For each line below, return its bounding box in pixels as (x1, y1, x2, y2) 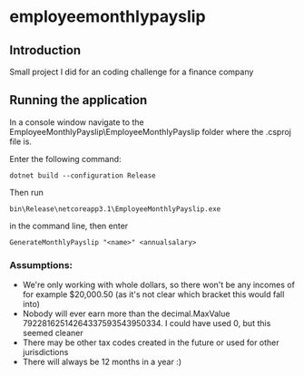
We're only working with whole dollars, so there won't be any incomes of (22, 279, 295, 291)
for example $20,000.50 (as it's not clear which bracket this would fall (22, 289, 285, 300)
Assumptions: (9, 258, 74, 271)
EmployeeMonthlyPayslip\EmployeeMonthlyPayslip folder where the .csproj (9, 126, 292, 137)
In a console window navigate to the (9, 116, 144, 128)
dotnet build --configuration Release (9, 170, 156, 180)
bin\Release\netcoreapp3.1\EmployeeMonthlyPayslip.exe (9, 204, 221, 214)
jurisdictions (22, 347, 69, 358)
